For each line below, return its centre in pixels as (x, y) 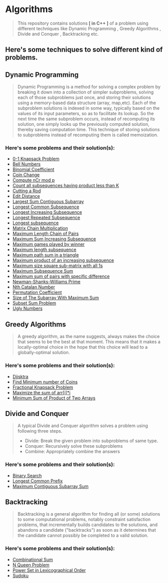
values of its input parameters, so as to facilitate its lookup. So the (86, 114)
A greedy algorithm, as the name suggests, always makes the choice (89, 337)
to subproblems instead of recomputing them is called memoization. (88, 135)
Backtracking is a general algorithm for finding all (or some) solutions (89, 514)
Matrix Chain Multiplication (40, 228)
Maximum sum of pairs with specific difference (61, 276)
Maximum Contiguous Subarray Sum (50, 486)
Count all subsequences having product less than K (66, 186)
